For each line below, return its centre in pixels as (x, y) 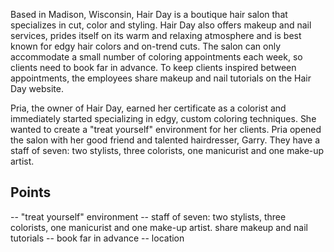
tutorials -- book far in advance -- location (97, 238)
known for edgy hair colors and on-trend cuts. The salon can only (146, 46)
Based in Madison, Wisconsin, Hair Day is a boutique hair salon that (149, 14)
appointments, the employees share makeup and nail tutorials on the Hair (161, 78)
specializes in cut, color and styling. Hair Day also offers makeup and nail (161, 25)
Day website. (37, 88)
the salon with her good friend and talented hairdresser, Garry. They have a (165, 140)
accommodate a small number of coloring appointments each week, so (156, 57)
